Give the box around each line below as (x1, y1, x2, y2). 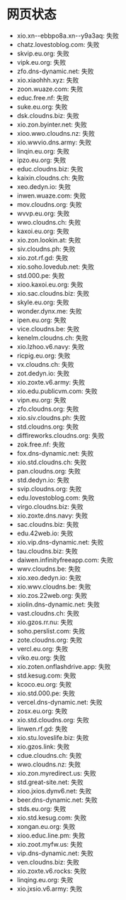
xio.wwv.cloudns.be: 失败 (16, 582, 91, 591)
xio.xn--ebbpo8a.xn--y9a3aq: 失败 (16, 31, 120, 40)
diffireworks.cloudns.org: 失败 (16, 431, 105, 439)
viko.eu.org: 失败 (16, 653, 67, 662)
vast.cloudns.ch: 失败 (16, 609, 80, 617)
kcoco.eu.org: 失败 (16, 680, 72, 688)
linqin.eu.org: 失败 (16, 146, 70, 155)
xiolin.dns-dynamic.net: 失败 (16, 600, 101, 609)
